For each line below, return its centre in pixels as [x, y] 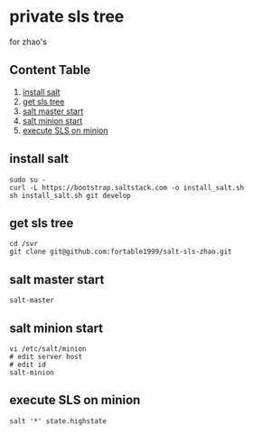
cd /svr [24, 244]
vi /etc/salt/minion [48, 349]
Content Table [50, 70]
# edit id [28, 364]
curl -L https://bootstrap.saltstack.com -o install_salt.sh [127, 187]
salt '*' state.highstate [58, 421]
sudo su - [28, 180]
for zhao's [28, 42]
